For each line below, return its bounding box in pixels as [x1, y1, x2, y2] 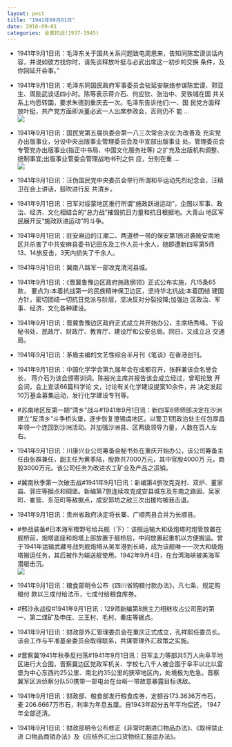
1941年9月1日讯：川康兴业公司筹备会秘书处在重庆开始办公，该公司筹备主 [17, 446, 224, 455]
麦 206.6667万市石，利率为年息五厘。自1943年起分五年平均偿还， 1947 [17, 701, 221, 709]
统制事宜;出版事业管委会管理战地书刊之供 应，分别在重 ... [17, 155, 180, 163]
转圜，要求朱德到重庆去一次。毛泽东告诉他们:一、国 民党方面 [41, 98, 215, 107]
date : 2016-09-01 [7, 23, 57, 30]
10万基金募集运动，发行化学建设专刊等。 [17, 391, 133, 399]
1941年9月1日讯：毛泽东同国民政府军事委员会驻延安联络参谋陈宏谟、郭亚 [17, 81, 224, 90]
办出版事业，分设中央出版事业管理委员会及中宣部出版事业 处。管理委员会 [17, 138, 225, 146]
